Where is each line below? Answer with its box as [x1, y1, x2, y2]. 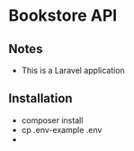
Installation [8, 91, 73, 106]
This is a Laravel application [21, 65, 125, 75]
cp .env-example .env [21, 124, 103, 135]
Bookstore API [8, 5, 118, 26]
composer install [21, 114, 84, 126]
